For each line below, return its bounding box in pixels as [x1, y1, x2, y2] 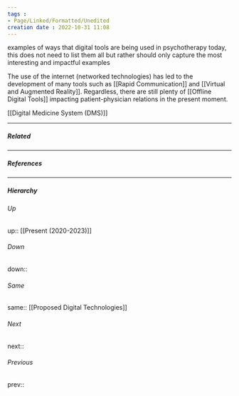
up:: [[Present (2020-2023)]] [7, 226, 92, 235]
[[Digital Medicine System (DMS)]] [7, 108, 108, 118]
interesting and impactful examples [7, 59, 110, 67]
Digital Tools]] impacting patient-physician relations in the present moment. [7, 95, 228, 103]
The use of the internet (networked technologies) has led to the [7, 72, 193, 81]
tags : [7, 10, 27, 18]
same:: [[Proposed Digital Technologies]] [7, 303, 128, 312]
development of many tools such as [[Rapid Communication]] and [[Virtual [7, 80, 225, 88]
